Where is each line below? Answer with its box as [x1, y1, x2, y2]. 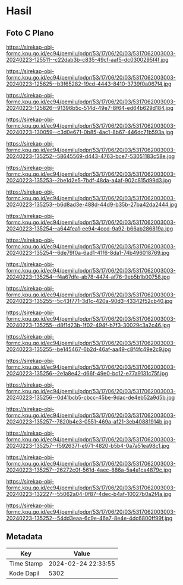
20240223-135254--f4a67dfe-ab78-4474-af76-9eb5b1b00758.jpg [6, 273, 171, 280]
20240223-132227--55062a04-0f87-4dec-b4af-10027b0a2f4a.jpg [6, 491, 172, 497]
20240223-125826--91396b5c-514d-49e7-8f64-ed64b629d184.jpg [6, 105, 174, 111]
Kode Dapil [9, 569, 40, 577]
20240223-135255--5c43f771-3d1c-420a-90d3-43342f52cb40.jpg [6, 298, 173, 304]
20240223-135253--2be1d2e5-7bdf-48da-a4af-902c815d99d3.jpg [6, 177, 171, 184]
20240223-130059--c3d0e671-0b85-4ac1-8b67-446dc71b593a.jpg [6, 129, 173, 135]
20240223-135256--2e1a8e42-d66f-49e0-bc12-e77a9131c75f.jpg [6, 370, 168, 377]
